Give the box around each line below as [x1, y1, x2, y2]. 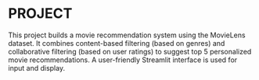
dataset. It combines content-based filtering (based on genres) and [8, 38, 225, 47]
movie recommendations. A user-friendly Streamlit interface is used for [8, 55, 238, 64]
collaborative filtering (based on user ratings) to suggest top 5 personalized [8, 47, 252, 56]
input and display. [8, 63, 65, 72]
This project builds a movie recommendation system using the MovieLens [8, 30, 246, 40]
